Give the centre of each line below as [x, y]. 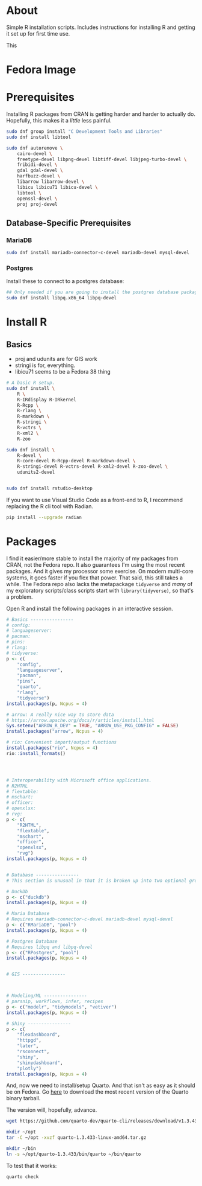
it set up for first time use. [38, 33]
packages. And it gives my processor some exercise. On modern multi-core [100, 571]
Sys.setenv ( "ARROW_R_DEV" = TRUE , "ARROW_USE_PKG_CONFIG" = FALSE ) [93, 726]
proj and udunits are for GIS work [56, 359]
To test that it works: [32, 1165]
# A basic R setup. [31, 383]
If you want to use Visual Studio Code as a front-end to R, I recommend [95, 500]
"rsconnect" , [33, 1052]
